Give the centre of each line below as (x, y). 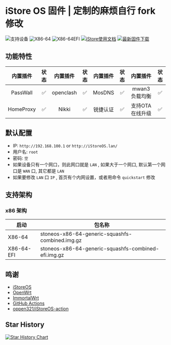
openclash (64, 92)
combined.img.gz (61, 240)
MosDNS (104, 92)
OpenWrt (22, 292)
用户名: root (25, 152)
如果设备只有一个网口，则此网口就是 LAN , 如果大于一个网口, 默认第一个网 (89, 164)
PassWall (22, 92)
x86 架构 (16, 210)
